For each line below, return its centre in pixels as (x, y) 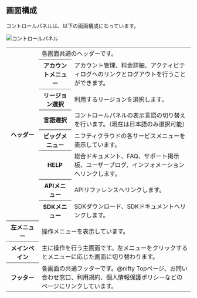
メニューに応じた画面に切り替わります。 (103, 257)
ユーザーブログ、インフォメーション (135, 165)
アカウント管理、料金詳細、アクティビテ (130, 65)
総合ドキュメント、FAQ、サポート (121, 156)
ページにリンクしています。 (79, 286)
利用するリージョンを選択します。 (121, 99)
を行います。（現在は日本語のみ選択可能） (131, 124)
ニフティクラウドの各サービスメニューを (130, 136)
